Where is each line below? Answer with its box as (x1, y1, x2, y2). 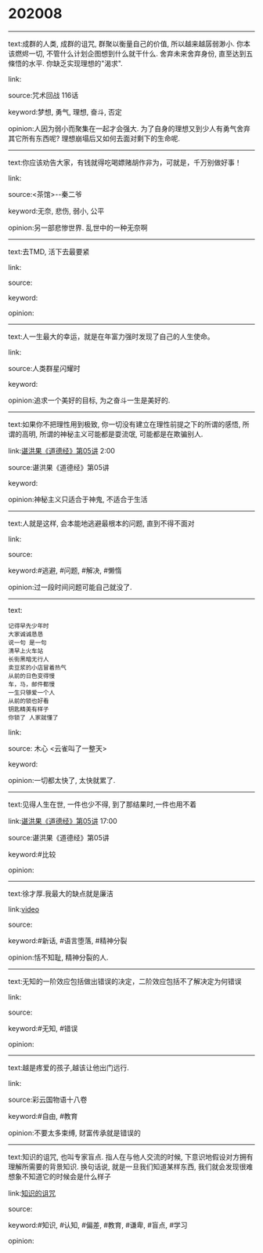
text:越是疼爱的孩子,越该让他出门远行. (8, 1062, 129, 1072)
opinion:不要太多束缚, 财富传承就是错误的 (8, 1127, 141, 1138)
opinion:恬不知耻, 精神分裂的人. (8, 952, 109, 962)
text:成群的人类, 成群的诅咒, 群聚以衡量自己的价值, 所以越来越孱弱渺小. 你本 (8, 38, 250, 48)
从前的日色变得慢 (8, 672, 56, 679)
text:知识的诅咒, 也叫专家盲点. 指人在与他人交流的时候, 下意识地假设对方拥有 (8, 1152, 254, 1161)
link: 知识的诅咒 (8, 1188, 56, 1197)
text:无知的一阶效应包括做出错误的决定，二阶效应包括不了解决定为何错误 (8, 976, 242, 985)
